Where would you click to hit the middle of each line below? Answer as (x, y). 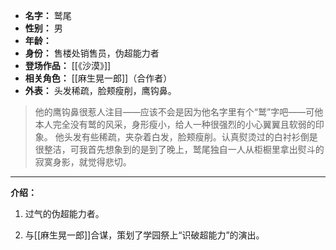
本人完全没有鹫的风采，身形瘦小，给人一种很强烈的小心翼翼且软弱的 (175, 124)
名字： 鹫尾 (48, 15)
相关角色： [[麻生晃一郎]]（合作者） (98, 78)
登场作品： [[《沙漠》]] (68, 65)
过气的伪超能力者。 (64, 213)
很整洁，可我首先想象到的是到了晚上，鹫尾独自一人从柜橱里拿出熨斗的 (179, 149)
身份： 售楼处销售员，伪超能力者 (92, 53)
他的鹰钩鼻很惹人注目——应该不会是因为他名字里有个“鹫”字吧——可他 (179, 112)
